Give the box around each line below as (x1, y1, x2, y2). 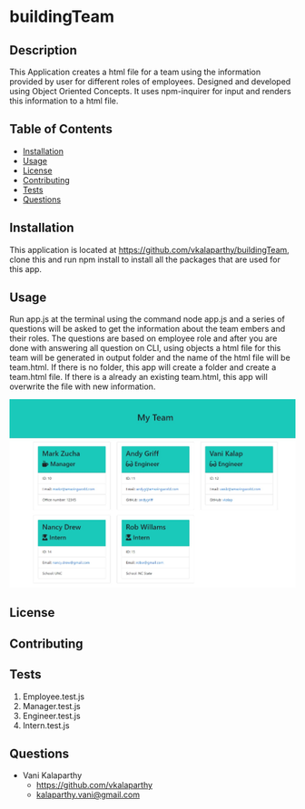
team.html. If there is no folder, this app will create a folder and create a (9, 362, 277, 373)
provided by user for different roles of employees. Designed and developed (9, 76, 291, 87)
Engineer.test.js (22, 710, 81, 721)
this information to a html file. (9, 95, 119, 106)
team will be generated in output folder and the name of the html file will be (9, 352, 290, 364)
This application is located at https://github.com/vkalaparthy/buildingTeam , (9, 244, 290, 255)
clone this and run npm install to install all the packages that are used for (9, 254, 281, 265)
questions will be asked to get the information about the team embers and (9, 324, 286, 335)
